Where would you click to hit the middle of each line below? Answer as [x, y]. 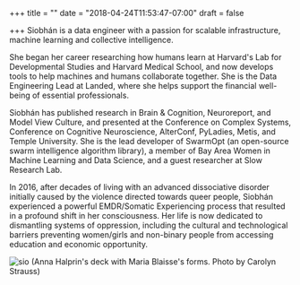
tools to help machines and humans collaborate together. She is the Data [143, 76]
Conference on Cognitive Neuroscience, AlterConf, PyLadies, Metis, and [142, 132]
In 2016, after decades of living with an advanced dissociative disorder [140, 187]
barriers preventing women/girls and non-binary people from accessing [141, 235]
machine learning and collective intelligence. [91, 40]
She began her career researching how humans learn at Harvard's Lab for [146, 57]
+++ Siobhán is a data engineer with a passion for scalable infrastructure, [145, 30]
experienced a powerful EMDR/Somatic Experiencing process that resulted [147, 206]
